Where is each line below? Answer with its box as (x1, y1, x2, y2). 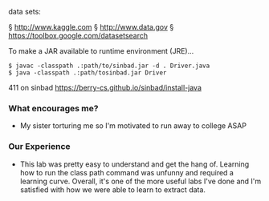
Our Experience (8, 141, 71, 152)
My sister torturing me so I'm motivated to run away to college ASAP (19, 121, 247, 131)
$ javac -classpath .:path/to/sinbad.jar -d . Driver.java (8, 62, 210, 70)
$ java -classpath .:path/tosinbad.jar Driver (8, 69, 167, 77)
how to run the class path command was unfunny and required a (19, 167, 234, 177)
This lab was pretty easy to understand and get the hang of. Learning (19, 159, 250, 169)
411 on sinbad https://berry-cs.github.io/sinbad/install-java (8, 83, 202, 92)
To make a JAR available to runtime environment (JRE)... (8, 46, 194, 55)
